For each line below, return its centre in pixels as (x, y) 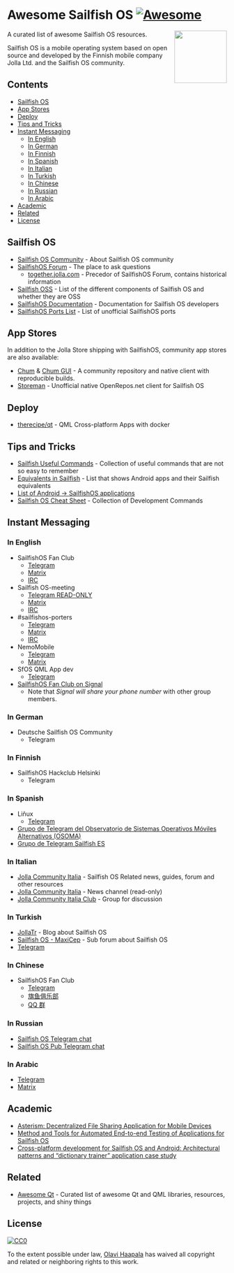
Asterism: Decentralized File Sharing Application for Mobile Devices (114, 1125)
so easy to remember (48, 471)
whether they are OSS (49, 296)
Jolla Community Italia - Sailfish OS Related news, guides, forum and (116, 877)
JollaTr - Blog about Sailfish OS (62, 933)
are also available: (33, 357)
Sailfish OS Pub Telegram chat (61, 1046)
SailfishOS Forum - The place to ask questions (84, 266)
